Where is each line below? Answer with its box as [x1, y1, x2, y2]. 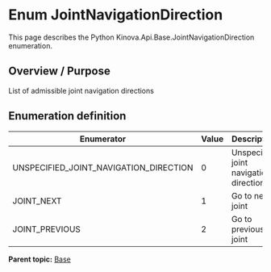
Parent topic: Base [8, 254, 71, 264]
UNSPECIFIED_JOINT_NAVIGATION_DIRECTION [12, 161, 194, 173]
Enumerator [79, 133, 127, 144]
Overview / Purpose [8, 65, 111, 78]
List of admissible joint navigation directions [8, 86, 155, 95]
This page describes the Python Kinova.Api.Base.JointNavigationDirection [8, 32, 255, 42]
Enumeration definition [8, 109, 127, 123]
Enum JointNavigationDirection [8, 6, 223, 24]
